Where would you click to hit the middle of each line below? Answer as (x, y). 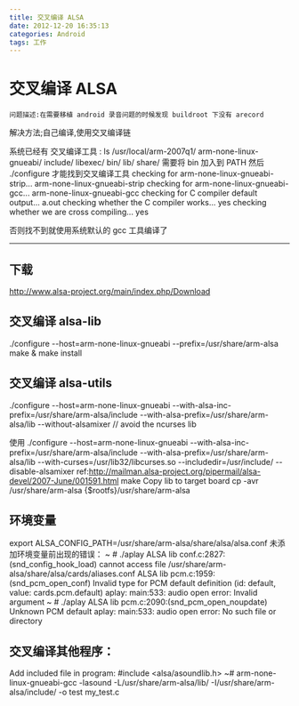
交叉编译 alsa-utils (61, 383)
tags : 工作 (28, 42)
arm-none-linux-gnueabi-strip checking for (113, 184)
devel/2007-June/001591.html (64, 480)
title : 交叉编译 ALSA (47, 17)
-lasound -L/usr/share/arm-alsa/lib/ (144, 683)
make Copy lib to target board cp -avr (190, 480)
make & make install (46, 353)
